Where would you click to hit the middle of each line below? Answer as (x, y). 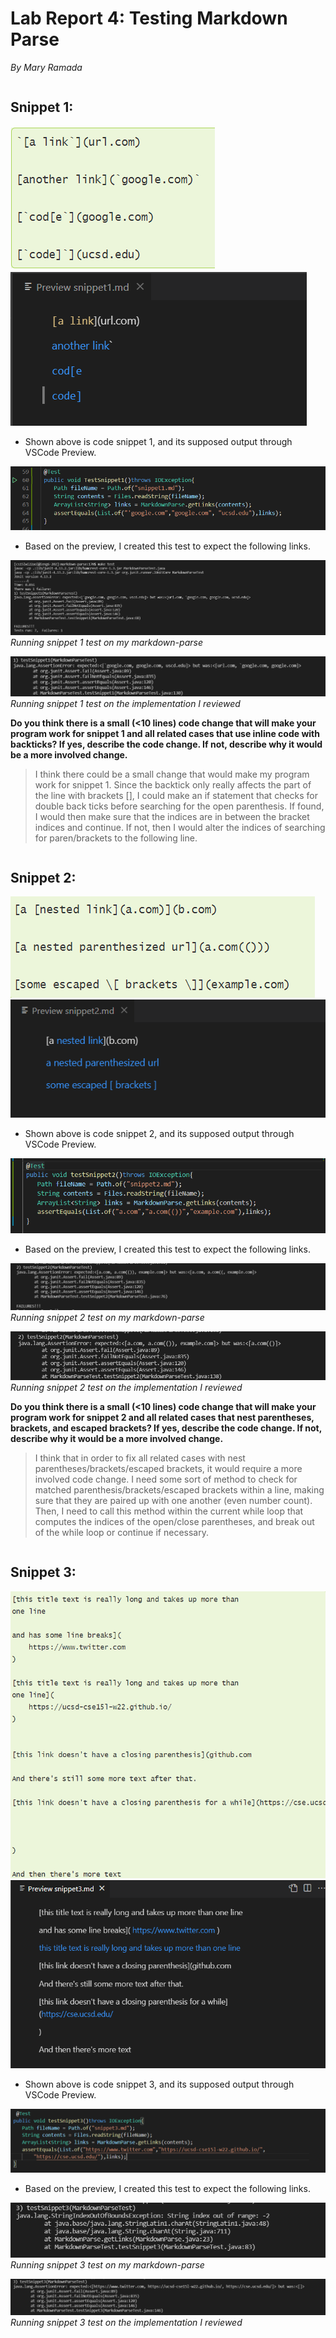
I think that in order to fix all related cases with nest (140, 1458)
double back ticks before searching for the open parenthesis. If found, (179, 806)
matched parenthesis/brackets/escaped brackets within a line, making (179, 1490)
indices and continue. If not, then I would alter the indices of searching (180, 827)
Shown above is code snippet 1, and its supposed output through (158, 441)
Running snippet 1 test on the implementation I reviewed (125, 703)
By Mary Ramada (46, 67)
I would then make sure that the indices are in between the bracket (172, 816)
